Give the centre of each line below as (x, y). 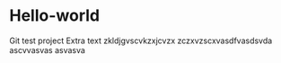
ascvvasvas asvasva (47, 49)
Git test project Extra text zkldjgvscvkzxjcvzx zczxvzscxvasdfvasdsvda (141, 40)
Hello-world (55, 16)
